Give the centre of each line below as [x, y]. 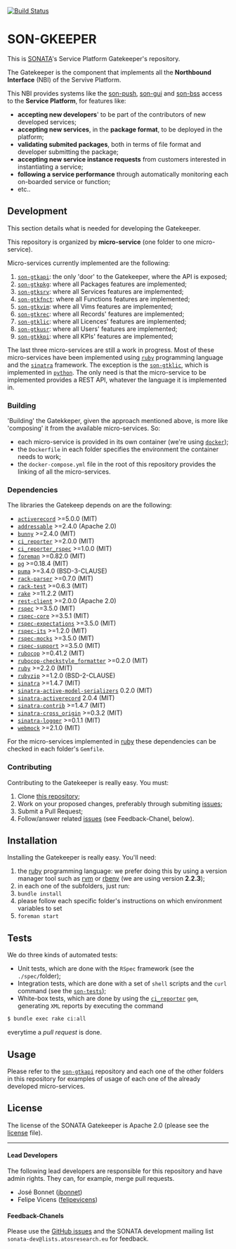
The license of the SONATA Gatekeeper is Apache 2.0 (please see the [108, 1125]
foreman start [38, 917]
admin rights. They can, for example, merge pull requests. [91, 1178]
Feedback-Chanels [36, 1215]
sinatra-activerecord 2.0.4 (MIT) [66, 698]
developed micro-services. [46, 1086]
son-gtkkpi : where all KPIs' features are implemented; [95, 336]
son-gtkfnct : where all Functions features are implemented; [104, 299]
